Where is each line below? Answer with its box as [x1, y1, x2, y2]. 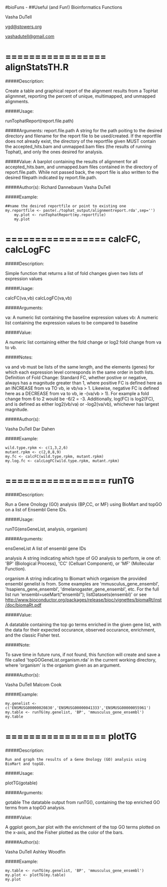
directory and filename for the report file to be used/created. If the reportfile [5, 133, 161, 139]
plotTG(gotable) [5, 780, 38, 786]
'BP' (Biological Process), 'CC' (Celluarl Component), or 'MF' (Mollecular [5, 560, 154, 566]
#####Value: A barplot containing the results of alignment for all [5, 158, 137, 164]
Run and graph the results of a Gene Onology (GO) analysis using [5, 757, 146, 762]
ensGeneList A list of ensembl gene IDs [5, 545, 86, 551]
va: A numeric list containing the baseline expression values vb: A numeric [5, 314, 158, 320]
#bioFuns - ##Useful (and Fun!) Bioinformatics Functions [5, 5, 122, 10]
